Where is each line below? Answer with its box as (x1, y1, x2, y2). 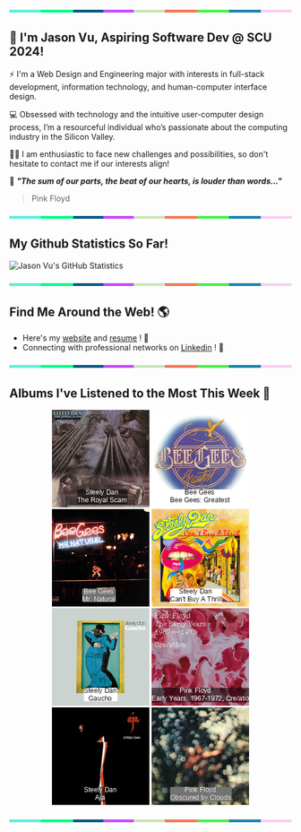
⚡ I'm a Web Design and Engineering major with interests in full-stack (9, 68, 265, 79)
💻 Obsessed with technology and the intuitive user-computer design (9, 108, 264, 119)
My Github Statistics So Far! (9, 237, 168, 252)
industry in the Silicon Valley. (9, 131, 116, 142)
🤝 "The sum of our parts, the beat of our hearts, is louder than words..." (9, 175, 282, 186)
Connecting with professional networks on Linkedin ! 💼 (21, 342, 224, 353)
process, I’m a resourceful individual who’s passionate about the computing (9, 121, 288, 133)
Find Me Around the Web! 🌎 (9, 305, 170, 320)
